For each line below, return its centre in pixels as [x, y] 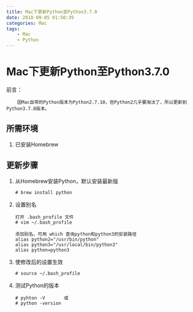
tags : [13, 29]
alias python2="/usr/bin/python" [57, 239]
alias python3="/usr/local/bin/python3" [66, 245]
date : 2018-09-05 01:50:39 [40, 18]
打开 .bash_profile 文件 [44, 217]
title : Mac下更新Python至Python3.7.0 [52, 12]
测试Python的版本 [37, 285]
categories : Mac [27, 23]
